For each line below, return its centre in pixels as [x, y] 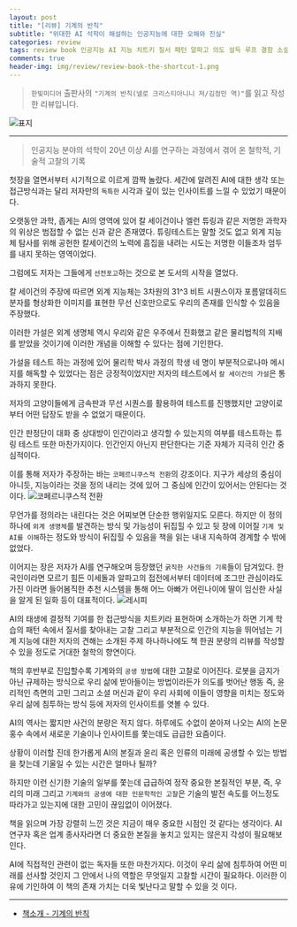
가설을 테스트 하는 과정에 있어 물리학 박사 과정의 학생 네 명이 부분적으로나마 [139, 362]
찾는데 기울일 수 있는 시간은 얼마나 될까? [88, 763]
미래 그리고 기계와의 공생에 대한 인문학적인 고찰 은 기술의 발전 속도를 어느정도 [152, 793]
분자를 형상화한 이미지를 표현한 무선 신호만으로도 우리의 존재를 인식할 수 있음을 [145, 303]
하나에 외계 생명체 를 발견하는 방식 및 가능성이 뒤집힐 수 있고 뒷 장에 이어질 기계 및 [147, 525]
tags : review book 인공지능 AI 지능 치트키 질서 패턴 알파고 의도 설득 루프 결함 [141, 50]
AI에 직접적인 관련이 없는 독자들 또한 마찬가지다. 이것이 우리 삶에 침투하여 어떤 [144, 864]
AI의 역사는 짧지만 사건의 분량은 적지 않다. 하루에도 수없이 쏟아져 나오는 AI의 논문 [148, 723]
